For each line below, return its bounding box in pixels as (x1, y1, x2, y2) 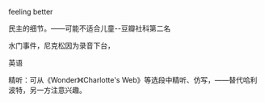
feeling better (8, 7, 53, 16)
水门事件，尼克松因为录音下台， (8, 40, 115, 50)
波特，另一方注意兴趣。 (8, 85, 86, 95)
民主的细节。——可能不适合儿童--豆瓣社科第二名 (8, 23, 171, 33)
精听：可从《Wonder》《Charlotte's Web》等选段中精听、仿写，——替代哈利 (8, 75, 258, 84)
